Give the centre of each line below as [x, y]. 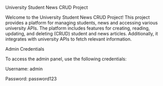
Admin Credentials [25, 49]
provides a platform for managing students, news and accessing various [81, 23]
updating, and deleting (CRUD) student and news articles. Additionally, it [82, 34]
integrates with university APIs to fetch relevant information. [69, 39]
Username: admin [24, 69]
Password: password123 [31, 79]
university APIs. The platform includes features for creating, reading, [78, 28]
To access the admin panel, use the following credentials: [66, 59]
